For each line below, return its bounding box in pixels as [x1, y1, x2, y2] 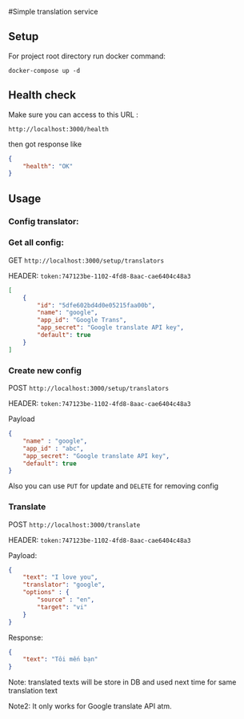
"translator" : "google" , [22, 580, 106, 589]
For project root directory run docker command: [8, 51, 166, 61]
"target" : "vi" [37, 603, 88, 611]
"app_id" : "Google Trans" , [37, 316, 127, 324]
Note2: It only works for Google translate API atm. [8, 701, 172, 711]
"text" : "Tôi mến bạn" [22, 656, 98, 664]
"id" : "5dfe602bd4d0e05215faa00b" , [37, 301, 156, 309]
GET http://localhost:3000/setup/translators [8, 255, 165, 265]
